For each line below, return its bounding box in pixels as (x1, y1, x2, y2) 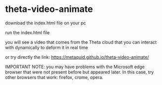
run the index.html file (5, 29, 50, 35)
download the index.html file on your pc (5, 20, 86, 26)
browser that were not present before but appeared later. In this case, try (5, 69, 154, 75)
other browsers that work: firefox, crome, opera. (5, 74, 104, 80)
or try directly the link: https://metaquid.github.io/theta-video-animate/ (5, 54, 150, 60)
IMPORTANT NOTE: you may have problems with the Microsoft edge (5, 64, 145, 70)
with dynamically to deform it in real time (5, 44, 88, 50)
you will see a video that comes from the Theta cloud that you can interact (5, 39, 157, 45)
